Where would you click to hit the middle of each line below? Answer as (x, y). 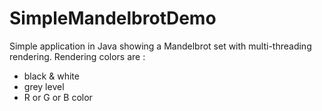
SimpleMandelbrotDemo (113, 18)
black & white (51, 76)
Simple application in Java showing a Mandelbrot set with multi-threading (160, 46)
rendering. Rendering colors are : (77, 56)
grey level (44, 86)
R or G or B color (58, 97)
